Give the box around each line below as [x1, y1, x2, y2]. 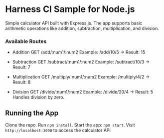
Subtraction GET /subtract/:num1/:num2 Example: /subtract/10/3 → [12, 59, 150, 65]
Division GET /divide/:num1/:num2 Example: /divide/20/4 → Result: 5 [12, 89, 154, 95]
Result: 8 [12, 79, 31, 85]
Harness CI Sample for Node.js [5, 3, 135, 15]
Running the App [5, 108, 59, 117]
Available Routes [5, 37, 47, 44]
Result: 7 [12, 64, 31, 70]
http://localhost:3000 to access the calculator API [5, 127, 111, 133]
